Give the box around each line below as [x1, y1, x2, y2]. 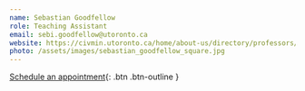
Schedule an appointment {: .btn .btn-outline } [9, 71, 180, 82]
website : [9, 38, 43, 48]
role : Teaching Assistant [9, 22, 107, 31]
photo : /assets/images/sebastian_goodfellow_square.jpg [9, 47, 225, 56]
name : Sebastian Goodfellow [9, 13, 116, 23]
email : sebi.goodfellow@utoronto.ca [9, 30, 148, 39]
